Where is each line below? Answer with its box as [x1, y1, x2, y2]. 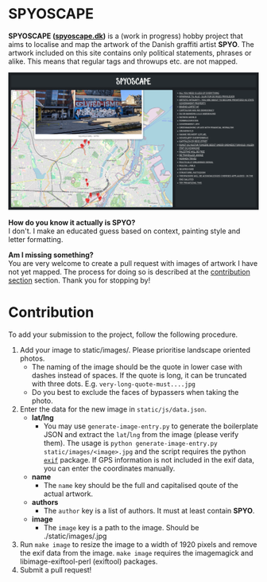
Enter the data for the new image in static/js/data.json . [19, 404, 207, 414]
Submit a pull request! [19, 564, 92, 574]
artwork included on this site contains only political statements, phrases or [8, 48, 252, 57]
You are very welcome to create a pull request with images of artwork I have [8, 259, 258, 268]
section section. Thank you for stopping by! [8, 275, 151, 285]
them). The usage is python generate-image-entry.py [43, 438, 218, 447]
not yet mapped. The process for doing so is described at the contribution [8, 268, 250, 277]
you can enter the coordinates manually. [43, 463, 176, 473]
